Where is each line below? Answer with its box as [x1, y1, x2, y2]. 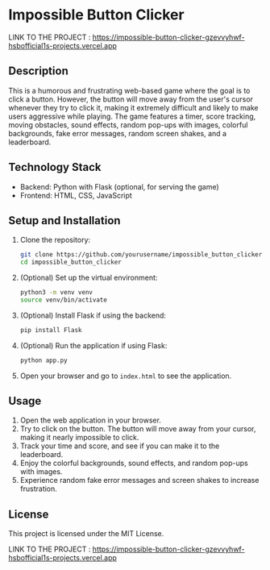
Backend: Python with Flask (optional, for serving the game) [19, 181, 219, 191]
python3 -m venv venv [19, 289, 93, 297]
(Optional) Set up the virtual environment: [19, 273, 158, 283]
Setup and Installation [8, 214, 121, 227]
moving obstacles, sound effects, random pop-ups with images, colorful [8, 119, 248, 130]
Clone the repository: [19, 235, 91, 245]
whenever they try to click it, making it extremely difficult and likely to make [8, 102, 259, 112]
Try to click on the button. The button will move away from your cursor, [19, 424, 256, 434]
